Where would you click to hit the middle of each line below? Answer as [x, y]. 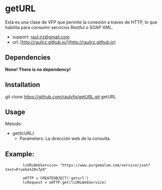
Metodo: [13, 124]
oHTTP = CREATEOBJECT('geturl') [56, 178]
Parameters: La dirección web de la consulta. [65, 138]
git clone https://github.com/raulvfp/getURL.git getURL [61, 97]
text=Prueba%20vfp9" [26, 170]
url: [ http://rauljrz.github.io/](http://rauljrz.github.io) [64, 42]
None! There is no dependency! [38, 69]
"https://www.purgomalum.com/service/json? [105, 165]
